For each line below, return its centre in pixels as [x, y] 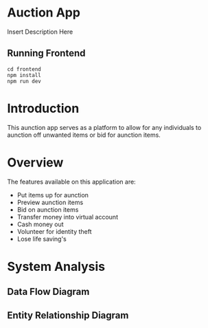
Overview [35, 162]
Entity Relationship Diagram [68, 315]
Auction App [44, 13]
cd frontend [24, 69]
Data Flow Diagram [48, 292]
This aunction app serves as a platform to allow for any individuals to [104, 127]
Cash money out [40, 224]
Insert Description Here [40, 32]
